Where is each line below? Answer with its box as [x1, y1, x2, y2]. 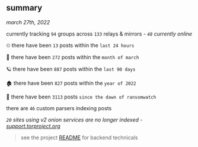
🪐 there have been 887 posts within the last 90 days [6, 65, 136, 72]
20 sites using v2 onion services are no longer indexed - [6, 116, 143, 123]
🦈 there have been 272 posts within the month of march [6, 53, 139, 60]
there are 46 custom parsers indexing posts [6, 104, 112, 111]
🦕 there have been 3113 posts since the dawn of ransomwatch [6, 93, 157, 100]
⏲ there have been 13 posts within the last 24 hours [6, 41, 135, 49]
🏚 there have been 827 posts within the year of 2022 [6, 79, 136, 87]
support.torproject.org [6, 122, 60, 129]
